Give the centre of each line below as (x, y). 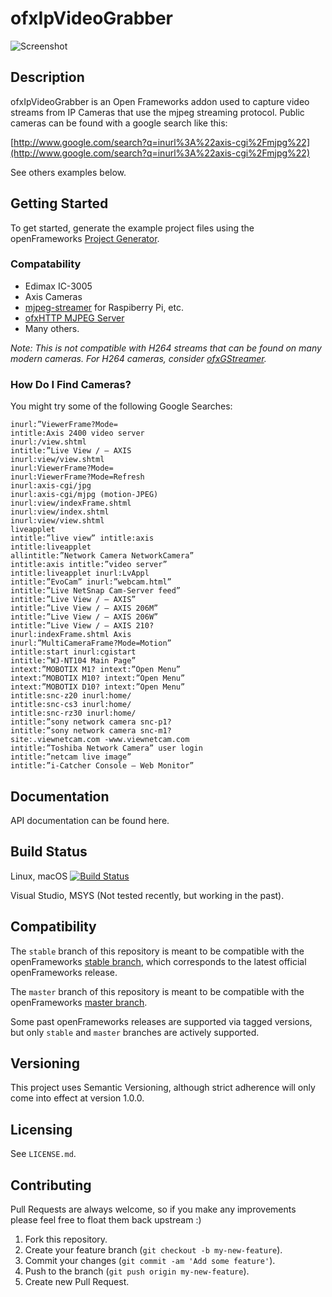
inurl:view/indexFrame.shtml (71, 503)
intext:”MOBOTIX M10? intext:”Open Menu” (98, 678)
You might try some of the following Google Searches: (121, 406)
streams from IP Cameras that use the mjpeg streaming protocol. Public (157, 112)
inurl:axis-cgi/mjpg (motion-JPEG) (84, 495)
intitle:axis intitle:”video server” (89, 565)
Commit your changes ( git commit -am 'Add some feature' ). (150, 1261)
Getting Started (59, 203)
